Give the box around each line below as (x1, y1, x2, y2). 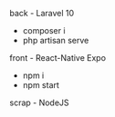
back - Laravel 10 (9, 8, 75, 18)
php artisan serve (22, 35, 89, 45)
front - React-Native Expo (9, 53, 107, 63)
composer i (22, 25, 66, 35)
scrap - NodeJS (9, 97, 70, 108)
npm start (22, 80, 59, 90)
